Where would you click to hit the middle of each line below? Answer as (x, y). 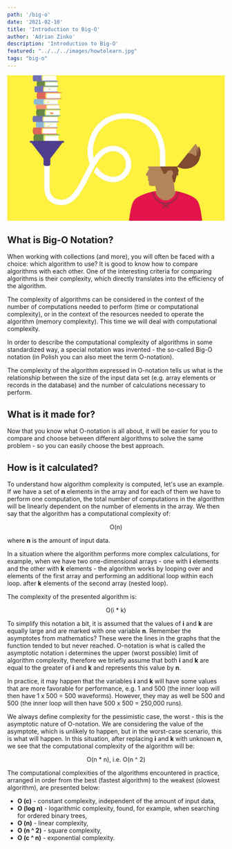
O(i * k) (116, 610)
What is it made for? (51, 414)
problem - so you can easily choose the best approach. (86, 446)
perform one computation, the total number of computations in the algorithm (116, 499)
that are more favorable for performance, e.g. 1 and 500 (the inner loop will (114, 688)
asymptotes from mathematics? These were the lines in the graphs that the (114, 638)
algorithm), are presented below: (54, 787)
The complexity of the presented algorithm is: (72, 596)
